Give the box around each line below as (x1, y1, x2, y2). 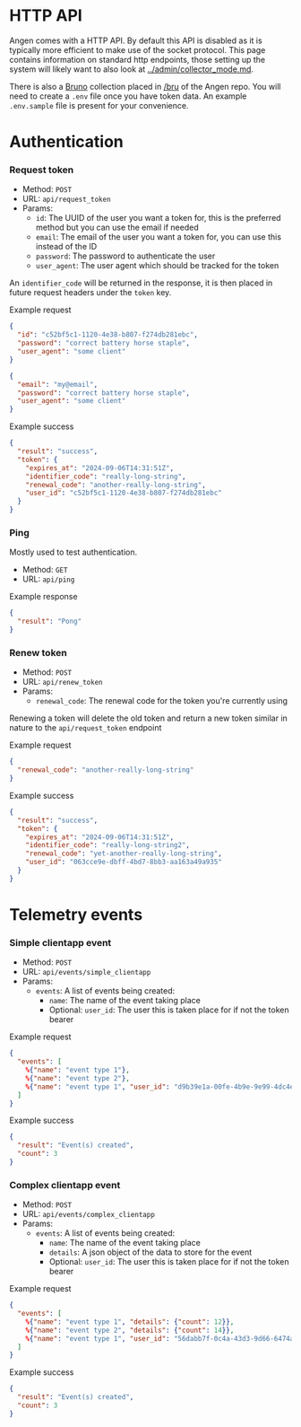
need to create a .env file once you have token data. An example (9, 91, 247, 101)
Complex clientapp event (9, 1178, 121, 1191)
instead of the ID (35, 241, 98, 252)
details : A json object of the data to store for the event (48, 1247, 253, 1257)
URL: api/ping (21, 573, 75, 584)
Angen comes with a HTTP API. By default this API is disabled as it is (9, 35, 262, 46)
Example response (9, 591, 78, 602)
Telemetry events (9, 904, 143, 924)
